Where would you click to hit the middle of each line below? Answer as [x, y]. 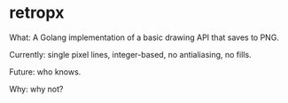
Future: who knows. [45, 71]
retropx [37, 13]
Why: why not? [36, 89]
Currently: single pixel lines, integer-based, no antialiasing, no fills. [130, 54]
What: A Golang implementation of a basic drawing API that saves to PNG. [144, 37]
